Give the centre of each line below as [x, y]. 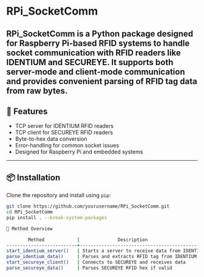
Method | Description [88, 240]
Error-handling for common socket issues [67, 146]
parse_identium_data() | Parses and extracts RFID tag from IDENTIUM [102, 257]
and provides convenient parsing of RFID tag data [102, 81]
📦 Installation [33, 177]
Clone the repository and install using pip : [59, 195]
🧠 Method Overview [29, 229]
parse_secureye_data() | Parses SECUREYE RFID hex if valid [89, 268]
